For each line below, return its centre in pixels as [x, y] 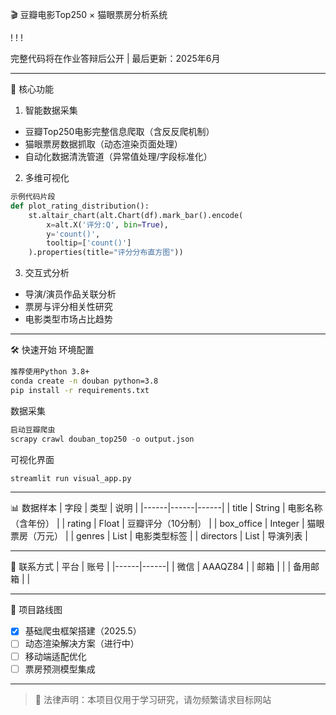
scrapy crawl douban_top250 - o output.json [102, 439]
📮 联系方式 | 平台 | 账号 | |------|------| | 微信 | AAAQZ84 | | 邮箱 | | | [151, 567]
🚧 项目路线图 [36, 610]
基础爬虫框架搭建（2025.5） [83, 631]
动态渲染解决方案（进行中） [82, 644]
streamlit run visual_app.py [71, 478]
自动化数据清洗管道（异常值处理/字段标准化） [118, 156]
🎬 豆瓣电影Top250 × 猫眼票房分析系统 [89, 14]
